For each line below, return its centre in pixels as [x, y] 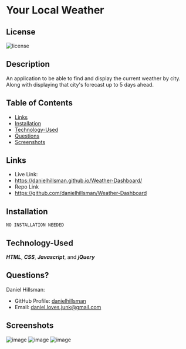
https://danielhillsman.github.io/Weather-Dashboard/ [78, 181]
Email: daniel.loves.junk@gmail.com [58, 307]
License [21, 32]
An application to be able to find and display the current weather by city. [93, 78]
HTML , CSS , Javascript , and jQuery [50, 257]
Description [28, 64]
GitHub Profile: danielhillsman [50, 301]
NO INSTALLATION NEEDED [35, 225]
